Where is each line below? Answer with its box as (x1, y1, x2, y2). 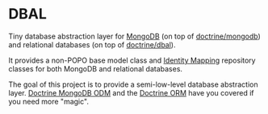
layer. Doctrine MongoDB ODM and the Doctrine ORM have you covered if (8, 88, 254, 97)
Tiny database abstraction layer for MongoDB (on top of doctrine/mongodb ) (8, 31, 261, 41)
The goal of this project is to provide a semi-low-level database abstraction (8, 79, 258, 89)
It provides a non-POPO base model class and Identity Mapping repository (8, 55, 256, 65)
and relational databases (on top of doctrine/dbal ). (8, 39, 176, 49)
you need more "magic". (8, 96, 89, 106)
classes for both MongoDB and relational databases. (8, 63, 183, 73)
